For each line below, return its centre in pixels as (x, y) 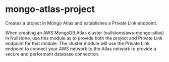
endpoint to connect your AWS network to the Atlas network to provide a (81, 48)
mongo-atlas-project (50, 9)
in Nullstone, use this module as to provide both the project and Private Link (84, 38)
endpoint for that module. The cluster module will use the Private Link (77, 43)
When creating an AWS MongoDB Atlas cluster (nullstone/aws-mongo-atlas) (84, 32)
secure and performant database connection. (52, 54)
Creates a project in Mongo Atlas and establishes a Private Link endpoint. (81, 23)
